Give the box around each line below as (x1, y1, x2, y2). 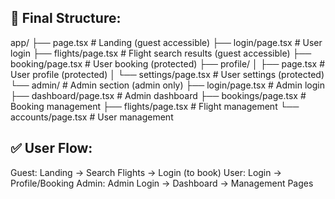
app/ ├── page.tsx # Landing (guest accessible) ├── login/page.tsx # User (10, 36, 323, 48)
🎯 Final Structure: (10, 10, 122, 27)
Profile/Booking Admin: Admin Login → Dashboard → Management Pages (10, 177, 314, 189)
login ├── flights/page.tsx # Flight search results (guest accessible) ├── (10, 47, 312, 59)
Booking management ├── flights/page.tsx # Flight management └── (10, 100, 300, 112)
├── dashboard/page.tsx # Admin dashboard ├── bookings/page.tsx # (10, 89, 307, 101)
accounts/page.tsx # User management (10, 111, 174, 123)
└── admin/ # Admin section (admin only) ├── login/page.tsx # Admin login (10, 79, 325, 91)
